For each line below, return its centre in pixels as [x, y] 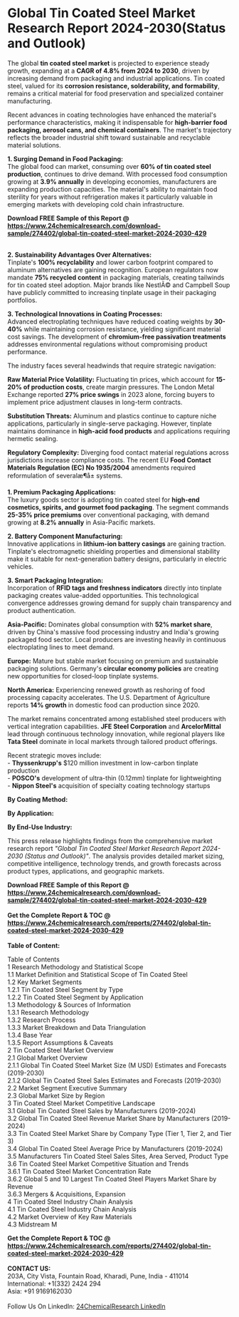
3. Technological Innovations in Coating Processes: [85, 314]
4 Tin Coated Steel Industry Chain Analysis [70, 1202]
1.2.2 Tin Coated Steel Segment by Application [75, 997]
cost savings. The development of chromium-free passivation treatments [117, 336]
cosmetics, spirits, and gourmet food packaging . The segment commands [118, 507]
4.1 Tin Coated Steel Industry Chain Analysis [72, 1209]
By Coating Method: [38, 799]
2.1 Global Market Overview [47, 1058]
